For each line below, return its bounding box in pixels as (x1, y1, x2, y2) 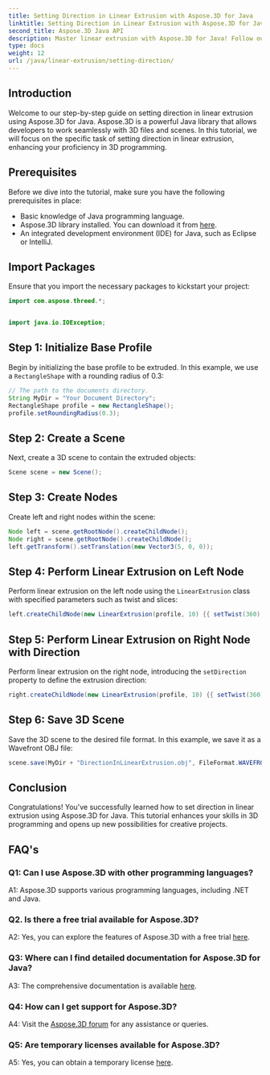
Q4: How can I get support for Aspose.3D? (8, 1001, 178, 1012)
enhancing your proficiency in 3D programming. (8, 142, 167, 151)
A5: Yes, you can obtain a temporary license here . (8, 1057, 174, 1068)
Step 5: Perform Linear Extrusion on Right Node (8, 633, 251, 646)
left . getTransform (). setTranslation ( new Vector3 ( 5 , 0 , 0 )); (8, 542, 215, 550)
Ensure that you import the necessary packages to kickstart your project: (8, 281, 251, 291)
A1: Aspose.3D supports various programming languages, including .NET (8, 886, 249, 895)
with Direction (8, 645, 80, 659)
